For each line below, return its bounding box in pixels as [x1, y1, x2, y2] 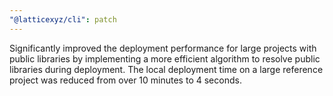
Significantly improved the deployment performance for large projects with [9, 42, 317, 54]
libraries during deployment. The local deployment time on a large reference [9, 63, 324, 75]
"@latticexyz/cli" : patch [9, 14, 117, 25]
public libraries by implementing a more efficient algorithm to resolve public [9, 52, 321, 65]
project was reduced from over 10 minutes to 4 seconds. [9, 74, 242, 86]
